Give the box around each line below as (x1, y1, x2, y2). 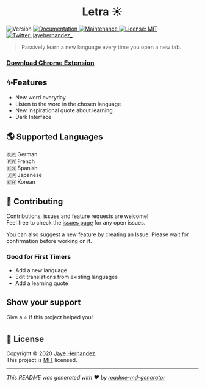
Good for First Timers (6, 253, 71, 261)
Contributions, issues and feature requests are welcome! (6, 212, 149, 220)
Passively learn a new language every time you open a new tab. (21, 43, 182, 51)
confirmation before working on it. (6, 237, 93, 245)
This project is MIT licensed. (6, 356, 77, 364)
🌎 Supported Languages (6, 132, 103, 142)
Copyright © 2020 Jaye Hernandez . (6, 350, 97, 357)
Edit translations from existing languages (15, 273, 118, 280)
